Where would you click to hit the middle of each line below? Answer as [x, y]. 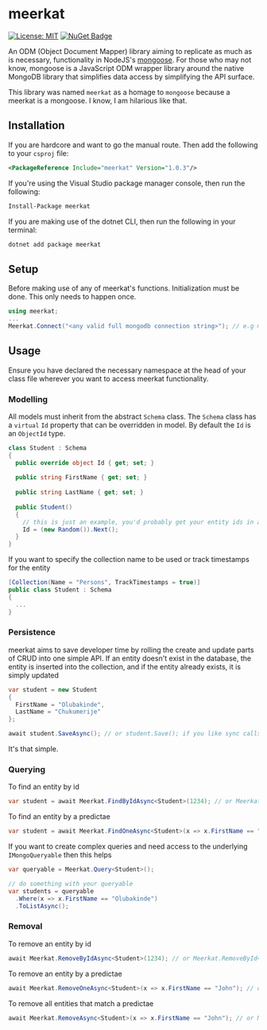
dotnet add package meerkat [55, 244]
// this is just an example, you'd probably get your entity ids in [138, 522]
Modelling [28, 399]
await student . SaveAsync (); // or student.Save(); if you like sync [124, 734]
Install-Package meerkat [49, 206]
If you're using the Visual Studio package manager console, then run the [127, 183]
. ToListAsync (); [42, 906]
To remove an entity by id [50, 943]
